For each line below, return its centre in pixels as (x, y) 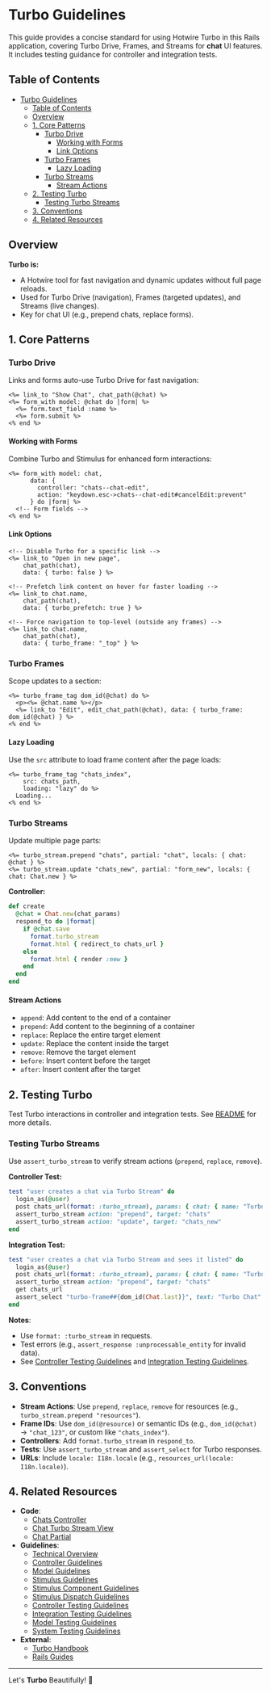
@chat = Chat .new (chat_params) (68, 914)
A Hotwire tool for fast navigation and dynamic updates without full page (141, 279)
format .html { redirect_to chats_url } (96, 944)
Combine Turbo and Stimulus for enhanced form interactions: (110, 459)
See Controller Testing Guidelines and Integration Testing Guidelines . (135, 1361)
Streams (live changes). (59, 305)
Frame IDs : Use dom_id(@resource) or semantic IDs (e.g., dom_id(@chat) (138, 1423)
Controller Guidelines (67, 1563)
